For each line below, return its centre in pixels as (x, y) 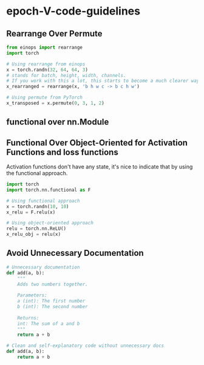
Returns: (28, 318)
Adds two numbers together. (53, 284)
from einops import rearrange (45, 47)
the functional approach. (37, 173)
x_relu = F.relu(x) (31, 212)
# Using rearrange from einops (46, 64)
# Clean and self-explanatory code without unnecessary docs (85, 346)
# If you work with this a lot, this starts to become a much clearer (97, 81)
